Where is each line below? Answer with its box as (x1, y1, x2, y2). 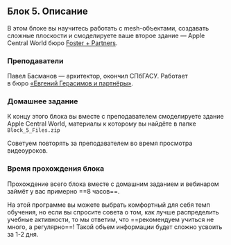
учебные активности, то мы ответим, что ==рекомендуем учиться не (7, 215, 214, 223)
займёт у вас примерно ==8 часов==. (7, 187, 120, 195)
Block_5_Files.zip (7, 127, 60, 134)
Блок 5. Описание (7, 6, 88, 17)
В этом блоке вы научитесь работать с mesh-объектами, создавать (7, 24, 209, 32)
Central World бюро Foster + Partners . (7, 38, 118, 47)
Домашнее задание (7, 96, 78, 106)
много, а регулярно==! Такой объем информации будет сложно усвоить (7, 222, 223, 231)
